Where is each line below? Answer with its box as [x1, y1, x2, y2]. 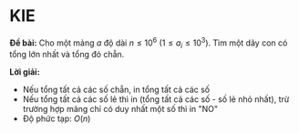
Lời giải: [9, 66, 40, 77]
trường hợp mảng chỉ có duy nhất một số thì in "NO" [22, 104, 219, 115]
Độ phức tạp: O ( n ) [22, 113, 91, 124]
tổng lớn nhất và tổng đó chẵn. [9, 49, 125, 60]
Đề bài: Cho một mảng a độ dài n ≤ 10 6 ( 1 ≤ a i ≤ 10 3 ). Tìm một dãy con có [9, 36, 288, 50]
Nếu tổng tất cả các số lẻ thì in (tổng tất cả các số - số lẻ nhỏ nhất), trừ [22, 94, 290, 105]
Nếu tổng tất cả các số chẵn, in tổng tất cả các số [22, 84, 211, 96]
